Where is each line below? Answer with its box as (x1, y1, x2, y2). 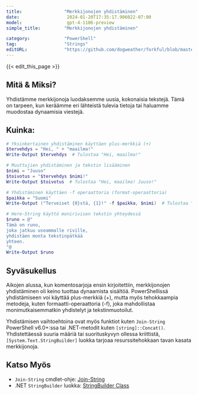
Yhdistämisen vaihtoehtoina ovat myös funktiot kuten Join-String (6, 318, 166, 325)
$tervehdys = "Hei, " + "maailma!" (6, 146, 94, 152)
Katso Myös (6, 360, 51, 370)
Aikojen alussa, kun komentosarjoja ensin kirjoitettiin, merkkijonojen (6, 281, 170, 289)
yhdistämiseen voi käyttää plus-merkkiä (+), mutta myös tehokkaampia (6, 294, 179, 301)
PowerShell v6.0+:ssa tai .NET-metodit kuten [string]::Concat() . (6, 324, 165, 331)
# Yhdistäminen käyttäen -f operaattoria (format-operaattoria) (6, 189, 167, 195)
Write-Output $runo (6, 249, 54, 255)
